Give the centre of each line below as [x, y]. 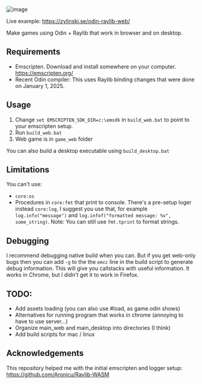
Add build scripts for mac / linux [55, 334]
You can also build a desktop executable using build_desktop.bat [88, 150]
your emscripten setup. [44, 126]
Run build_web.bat [38, 132]
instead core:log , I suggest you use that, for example [81, 209]
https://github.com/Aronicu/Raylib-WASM [58, 374]
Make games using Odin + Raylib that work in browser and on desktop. [94, 33]
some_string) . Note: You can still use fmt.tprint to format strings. [97, 222]
